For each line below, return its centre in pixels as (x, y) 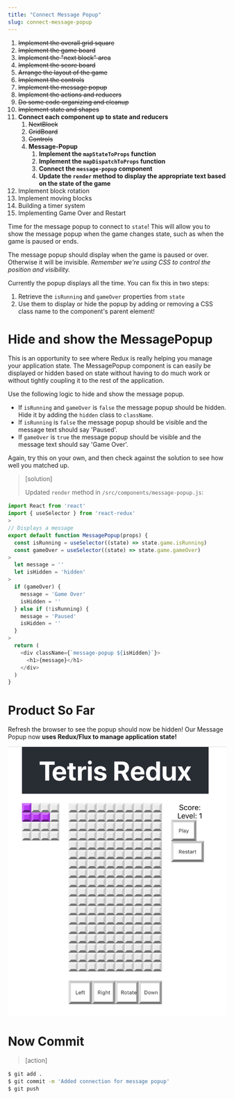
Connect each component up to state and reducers (93, 117)
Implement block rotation (53, 191)
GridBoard (43, 132)
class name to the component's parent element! (86, 311)
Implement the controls (51, 79)
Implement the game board (57, 50)
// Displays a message (41, 528)
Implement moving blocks (55, 198)
